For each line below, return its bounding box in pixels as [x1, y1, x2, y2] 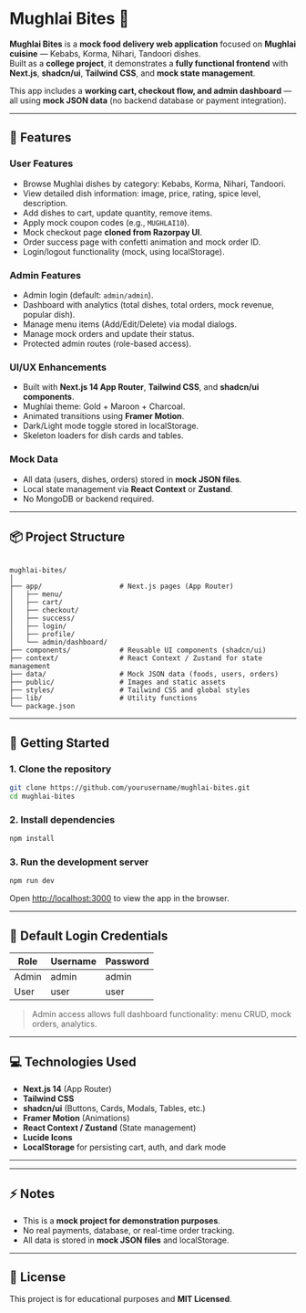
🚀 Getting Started [9, 735, 110, 751]
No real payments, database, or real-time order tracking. [22, 1224, 235, 1235]
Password [105, 954, 150, 967]
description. [22, 197, 68, 208]
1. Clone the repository [9, 762, 112, 775]
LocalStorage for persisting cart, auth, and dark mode [22, 1141, 227, 1152]
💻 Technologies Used [9, 1055, 137, 1070]
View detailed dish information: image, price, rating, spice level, [22, 187, 261, 199]
